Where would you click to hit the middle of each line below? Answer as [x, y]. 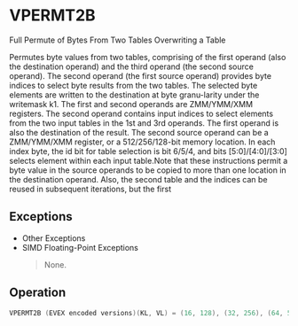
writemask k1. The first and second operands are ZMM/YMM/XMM [131, 104]
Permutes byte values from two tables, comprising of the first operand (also [148, 57]
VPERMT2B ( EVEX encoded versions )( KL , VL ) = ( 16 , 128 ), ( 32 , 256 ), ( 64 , [146, 313]
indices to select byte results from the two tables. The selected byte [133, 85]
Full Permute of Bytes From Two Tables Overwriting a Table [118, 40]
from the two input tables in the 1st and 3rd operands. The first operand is [144, 123]
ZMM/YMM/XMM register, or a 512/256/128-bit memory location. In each [142, 142]
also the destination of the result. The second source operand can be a [139, 132]
